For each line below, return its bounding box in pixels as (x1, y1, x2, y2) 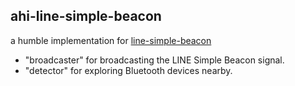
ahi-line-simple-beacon (10, 8, 162, 25)
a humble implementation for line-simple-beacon (10, 34, 212, 46)
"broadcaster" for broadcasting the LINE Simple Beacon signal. (24, 54, 285, 66)
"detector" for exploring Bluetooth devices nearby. (24, 64, 233, 76)
